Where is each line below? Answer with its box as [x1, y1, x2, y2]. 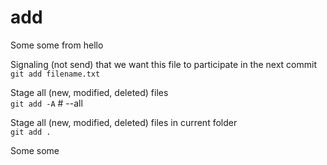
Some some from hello [10, 39, 104, 51]
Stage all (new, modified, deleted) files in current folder [10, 116, 238, 128]
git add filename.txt [10, 69, 101, 79]
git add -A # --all [10, 97, 83, 109]
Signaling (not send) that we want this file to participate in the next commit [10, 58, 317, 70]
